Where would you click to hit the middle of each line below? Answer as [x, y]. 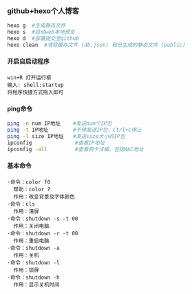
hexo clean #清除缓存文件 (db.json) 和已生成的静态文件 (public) [96, 45]
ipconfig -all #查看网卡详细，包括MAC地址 [75, 149]
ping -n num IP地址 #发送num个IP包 [60, 124]
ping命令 [20, 108]
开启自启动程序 [28, 61]
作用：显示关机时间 [36, 284]
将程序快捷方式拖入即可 [35, 92]
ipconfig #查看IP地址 [56, 143]
